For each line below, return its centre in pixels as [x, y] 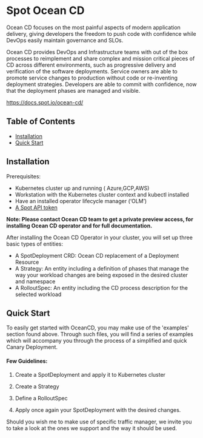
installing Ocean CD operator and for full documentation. [79, 226]
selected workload [38, 294]
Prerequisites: [24, 176]
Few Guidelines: [27, 361]
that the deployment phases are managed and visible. [73, 90]
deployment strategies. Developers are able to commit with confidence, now [101, 84]
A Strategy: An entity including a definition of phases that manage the [102, 268]
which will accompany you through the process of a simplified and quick [97, 341]
